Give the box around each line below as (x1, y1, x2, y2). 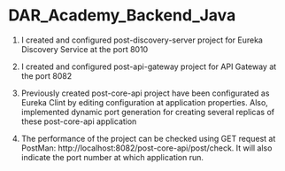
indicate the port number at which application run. (20, 152, 204, 162)
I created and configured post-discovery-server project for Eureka (20, 35, 263, 45)
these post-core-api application (20, 116, 137, 127)
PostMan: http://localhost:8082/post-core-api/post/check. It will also (20, 143, 273, 153)
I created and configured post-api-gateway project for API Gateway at (20, 61, 277, 72)
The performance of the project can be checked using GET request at (20, 133, 276, 144)
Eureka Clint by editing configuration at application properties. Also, (20, 97, 269, 107)
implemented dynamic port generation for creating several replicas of (20, 106, 275, 117)
